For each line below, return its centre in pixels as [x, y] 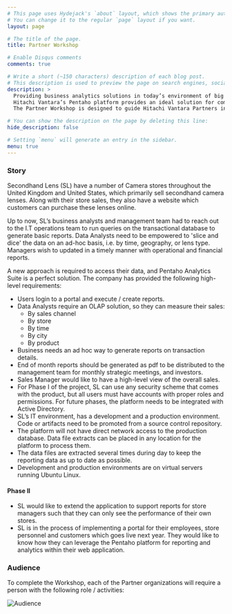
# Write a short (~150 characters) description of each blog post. [106, 77]
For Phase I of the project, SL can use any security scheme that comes [118, 386]
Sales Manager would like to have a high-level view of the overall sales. [118, 379]
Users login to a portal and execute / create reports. [91, 299]
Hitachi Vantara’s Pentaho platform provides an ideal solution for [114, 102]
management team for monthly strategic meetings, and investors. [110, 372]
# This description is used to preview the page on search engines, [108, 83]
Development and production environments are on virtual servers [110, 467]
